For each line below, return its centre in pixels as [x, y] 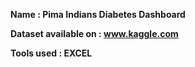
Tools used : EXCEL [51, 53]
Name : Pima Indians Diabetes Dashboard [98, 14]
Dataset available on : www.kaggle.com [94, 33]
